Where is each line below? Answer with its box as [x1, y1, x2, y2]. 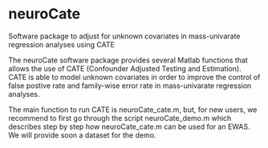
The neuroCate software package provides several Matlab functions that [8, 55, 249, 65]
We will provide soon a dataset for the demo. [8, 130, 156, 140]
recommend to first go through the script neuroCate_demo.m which [8, 113, 232, 122]
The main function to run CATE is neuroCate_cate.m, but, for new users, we [8, 105, 258, 114]
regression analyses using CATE [8, 39, 115, 49]
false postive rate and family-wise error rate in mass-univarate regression [8, 81, 252, 90]
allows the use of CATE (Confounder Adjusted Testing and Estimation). [8, 63, 242, 73]
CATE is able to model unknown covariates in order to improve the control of [8, 72, 261, 82]
